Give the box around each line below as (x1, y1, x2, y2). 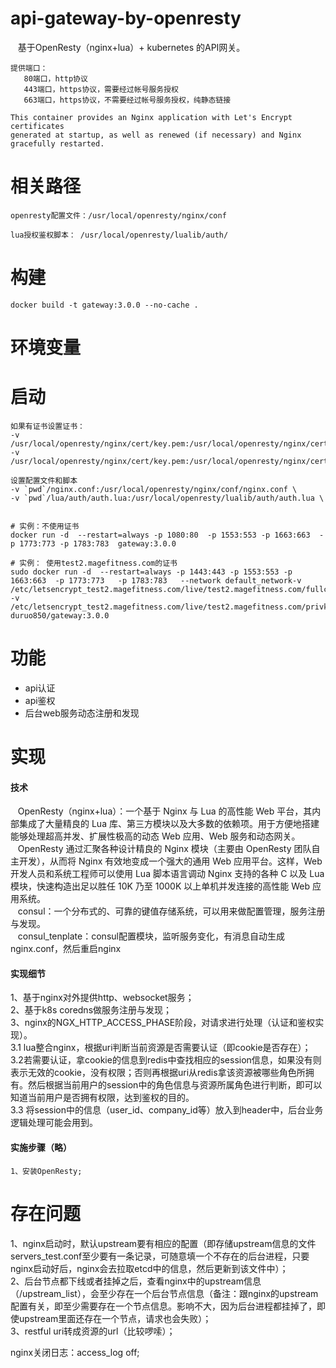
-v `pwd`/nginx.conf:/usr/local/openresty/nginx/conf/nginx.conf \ (10, 484, 298, 494)
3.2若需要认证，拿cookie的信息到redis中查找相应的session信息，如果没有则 (10, 1054, 322, 1066)
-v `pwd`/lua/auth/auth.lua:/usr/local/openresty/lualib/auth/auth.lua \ (10, 493, 325, 503)
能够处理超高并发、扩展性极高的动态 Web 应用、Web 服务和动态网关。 (10, 830, 301, 842)
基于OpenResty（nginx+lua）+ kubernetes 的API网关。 (17, 41, 246, 53)
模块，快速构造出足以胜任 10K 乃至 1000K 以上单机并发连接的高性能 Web (10, 880, 311, 892)
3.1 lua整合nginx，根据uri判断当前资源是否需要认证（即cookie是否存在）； (10, 1042, 312, 1054)
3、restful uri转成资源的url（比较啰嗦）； (10, 1325, 176, 1337)
